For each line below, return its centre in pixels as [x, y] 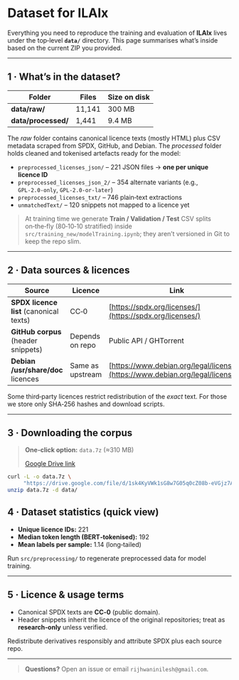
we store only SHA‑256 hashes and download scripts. [86, 404]
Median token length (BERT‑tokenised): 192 [83, 537]
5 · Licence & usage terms [66, 595]
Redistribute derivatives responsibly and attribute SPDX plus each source [115, 641]
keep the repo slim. [53, 241]
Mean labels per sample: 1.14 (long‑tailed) [80, 544]
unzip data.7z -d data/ [43, 490]
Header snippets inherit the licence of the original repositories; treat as [121, 620]
